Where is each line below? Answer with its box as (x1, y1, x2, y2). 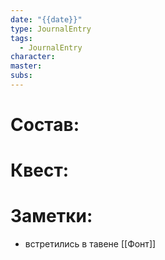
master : (10, 61, 43, 71)
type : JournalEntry (10, 24, 92, 34)
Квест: (10, 159, 70, 182)
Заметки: (10, 205, 93, 228)
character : (10, 52, 56, 62)
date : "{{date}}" (10, 14, 83, 25)
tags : (10, 33, 33, 43)
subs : (10, 71, 33, 81)
